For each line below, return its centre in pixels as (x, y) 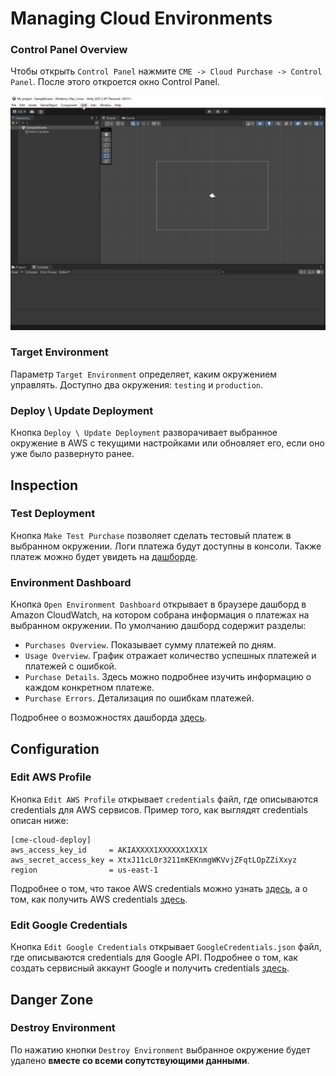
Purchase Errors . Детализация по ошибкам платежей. (139, 698)
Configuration (55, 748)
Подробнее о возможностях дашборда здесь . (109, 718)
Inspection (44, 485)
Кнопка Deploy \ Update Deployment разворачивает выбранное (144, 433)
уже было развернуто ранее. (72, 454)
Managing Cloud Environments (141, 18)
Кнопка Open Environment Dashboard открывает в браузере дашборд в (158, 604)
